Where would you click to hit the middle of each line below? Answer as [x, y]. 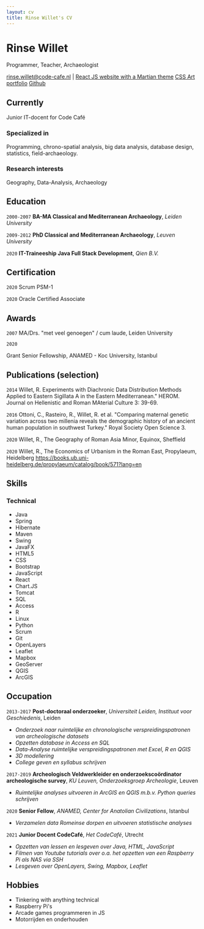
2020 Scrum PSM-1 [30, 287]
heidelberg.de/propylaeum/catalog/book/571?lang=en [74, 464]
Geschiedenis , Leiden [34, 718]
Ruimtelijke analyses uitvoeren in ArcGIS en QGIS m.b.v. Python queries [105, 792]
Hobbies [23, 885]
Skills [17, 484]
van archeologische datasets [52, 736]
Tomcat [25, 593]
